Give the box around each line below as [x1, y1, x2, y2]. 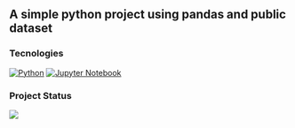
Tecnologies [9, 48, 64, 60]
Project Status [9, 89, 73, 102]
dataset [9, 21, 53, 36]
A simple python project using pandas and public [9, 7, 287, 22]
